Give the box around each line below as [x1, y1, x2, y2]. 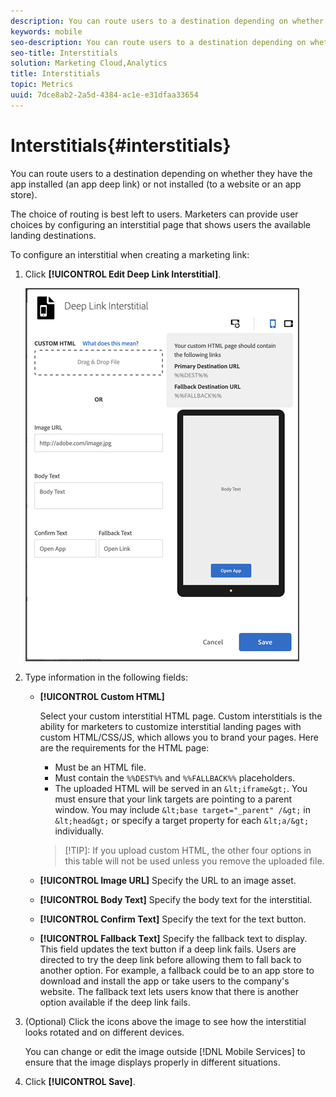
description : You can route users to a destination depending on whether [10, 16, 325, 26]
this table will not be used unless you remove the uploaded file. [64, 855, 325, 867]
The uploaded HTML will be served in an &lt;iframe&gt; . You [54, 782, 308, 794]
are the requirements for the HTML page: [39, 741, 210, 754]
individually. [54, 825, 105, 837]
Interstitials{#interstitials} [10, 134, 232, 157]
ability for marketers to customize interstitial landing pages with [39, 720, 302, 732]
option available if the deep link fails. [39, 996, 191, 1008]
